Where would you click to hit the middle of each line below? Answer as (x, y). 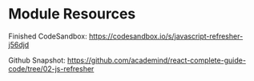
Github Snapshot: (37, 60)
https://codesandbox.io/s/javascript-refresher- (166, 36)
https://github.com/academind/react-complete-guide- (157, 60)
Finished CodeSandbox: (48, 36)
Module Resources (72, 14)
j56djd (19, 44)
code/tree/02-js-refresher (51, 68)
